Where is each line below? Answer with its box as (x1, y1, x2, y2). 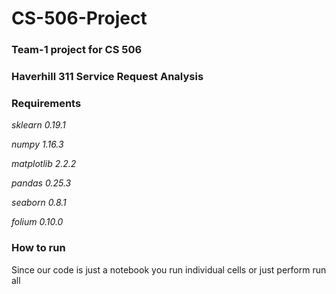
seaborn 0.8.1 (11, 197, 67, 209)
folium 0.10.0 (11, 216, 64, 228)
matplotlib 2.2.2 (11, 158, 77, 170)
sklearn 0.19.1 (11, 119, 66, 131)
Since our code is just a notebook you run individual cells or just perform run (11, 263, 327, 276)
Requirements (11, 96, 82, 110)
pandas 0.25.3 (11, 177, 72, 189)
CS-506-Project (11, 7, 148, 30)
